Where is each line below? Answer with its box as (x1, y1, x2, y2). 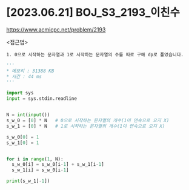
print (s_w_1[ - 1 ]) (6, 178, 50, 185)
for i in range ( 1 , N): (6, 156, 64, 162)
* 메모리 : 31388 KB (6, 68, 55, 74)
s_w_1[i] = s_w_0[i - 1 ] (12, 167, 69, 173)
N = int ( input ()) (6, 112, 50, 118)
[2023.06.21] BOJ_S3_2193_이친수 (6, 5, 180, 19)
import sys (6, 90, 34, 96)
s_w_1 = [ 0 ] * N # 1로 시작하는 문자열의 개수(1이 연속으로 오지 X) (6, 123, 165, 129)
